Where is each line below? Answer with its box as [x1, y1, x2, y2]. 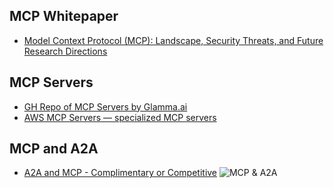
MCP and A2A [9, 140, 99, 158]
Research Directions [23, 45, 108, 57]
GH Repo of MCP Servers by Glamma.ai [23, 100, 188, 113]
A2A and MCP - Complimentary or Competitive [23, 167, 218, 179]
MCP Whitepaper [9, 8, 119, 25]
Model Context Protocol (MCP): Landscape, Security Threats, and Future [23, 34, 324, 46]
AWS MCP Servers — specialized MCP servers [23, 111, 217, 123]
